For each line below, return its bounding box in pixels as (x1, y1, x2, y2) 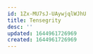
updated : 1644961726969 (7, 29, 77, 37)
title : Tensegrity (7, 17, 61, 24)
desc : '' (7, 23, 33, 30)
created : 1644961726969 (7, 36, 77, 43)
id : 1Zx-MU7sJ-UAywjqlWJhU (7, 10, 87, 18)
